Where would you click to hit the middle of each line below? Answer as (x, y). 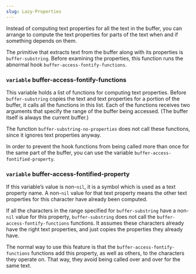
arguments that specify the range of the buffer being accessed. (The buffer (97, 111)
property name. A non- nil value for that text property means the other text (97, 193)
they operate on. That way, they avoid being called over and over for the (93, 259)
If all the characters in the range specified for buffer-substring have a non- (97, 211)
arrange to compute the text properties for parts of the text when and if (92, 34)
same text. (19, 266)
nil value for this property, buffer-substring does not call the (81, 217)
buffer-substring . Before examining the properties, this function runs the (95, 58)
